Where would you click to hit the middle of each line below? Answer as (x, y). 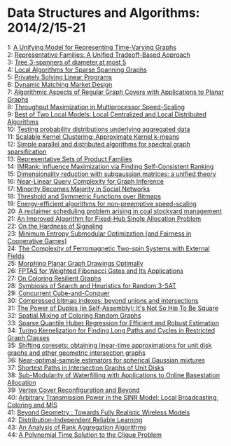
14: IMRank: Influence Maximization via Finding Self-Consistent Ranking (111, 166)
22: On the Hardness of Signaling (55, 226)
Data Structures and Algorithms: (104, 13)
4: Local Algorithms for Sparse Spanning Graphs (77, 69)
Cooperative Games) (37, 241)
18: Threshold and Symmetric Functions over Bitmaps (84, 196)
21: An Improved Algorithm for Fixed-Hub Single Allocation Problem (104, 218)
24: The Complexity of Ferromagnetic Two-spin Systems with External (108, 248)
